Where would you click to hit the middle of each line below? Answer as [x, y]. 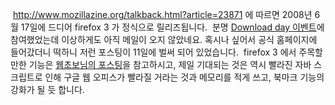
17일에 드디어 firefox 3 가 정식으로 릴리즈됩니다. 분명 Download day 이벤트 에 [172, 27]
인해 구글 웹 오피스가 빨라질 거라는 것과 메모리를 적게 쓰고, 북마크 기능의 [184, 77]
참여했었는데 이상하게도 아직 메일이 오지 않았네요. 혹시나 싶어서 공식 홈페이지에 [164, 39]
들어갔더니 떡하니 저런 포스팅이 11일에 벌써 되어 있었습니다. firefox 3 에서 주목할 [166, 52]
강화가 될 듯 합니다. [47, 89]
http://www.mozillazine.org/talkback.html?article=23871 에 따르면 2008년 [162, 14]
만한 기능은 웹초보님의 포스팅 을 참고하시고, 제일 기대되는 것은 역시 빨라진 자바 [161, 64]
